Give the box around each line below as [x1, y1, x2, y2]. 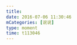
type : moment [6, 25, 38, 31]
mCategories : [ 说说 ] [6, 19, 54, 25]
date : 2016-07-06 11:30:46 [6, 14, 72, 20]
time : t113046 [6, 30, 41, 36]
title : [6, 8, 22, 15]
